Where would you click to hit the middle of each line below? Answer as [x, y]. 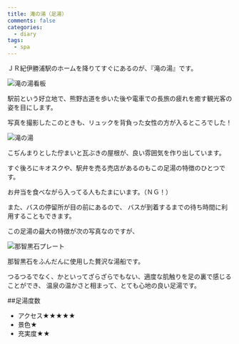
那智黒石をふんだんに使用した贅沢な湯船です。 [76, 261]
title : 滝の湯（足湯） [37, 14]
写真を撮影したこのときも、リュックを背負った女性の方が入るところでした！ [120, 123]
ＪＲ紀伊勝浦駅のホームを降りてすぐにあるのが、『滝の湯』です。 [102, 68]
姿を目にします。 [32, 107]
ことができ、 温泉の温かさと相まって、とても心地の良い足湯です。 [104, 285]
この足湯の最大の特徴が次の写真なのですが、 [73, 231]
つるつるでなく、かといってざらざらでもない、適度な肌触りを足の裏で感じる [119, 276]
